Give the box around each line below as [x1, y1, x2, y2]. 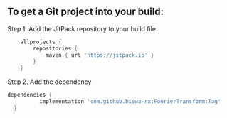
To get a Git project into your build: [7, 6, 164, 18]
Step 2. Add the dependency [7, 77, 92, 86]
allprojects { [20, 38, 62, 45]
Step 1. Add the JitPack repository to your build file [7, 24, 157, 33]
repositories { [33, 45, 78, 52]
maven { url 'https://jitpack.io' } [45, 51, 154, 59]
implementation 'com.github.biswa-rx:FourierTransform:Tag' [38, 98, 221, 105]
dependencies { [7, 92, 53, 99]
